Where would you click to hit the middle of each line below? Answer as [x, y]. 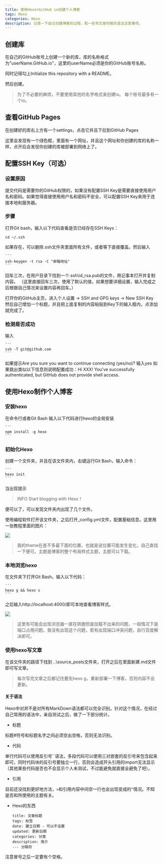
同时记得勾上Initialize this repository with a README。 [60, 73]
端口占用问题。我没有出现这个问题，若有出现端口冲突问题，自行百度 [85, 630]
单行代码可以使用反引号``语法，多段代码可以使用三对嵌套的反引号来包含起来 [81, 756]
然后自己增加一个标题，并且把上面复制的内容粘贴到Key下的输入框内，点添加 [82, 304]
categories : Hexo [23, 19]
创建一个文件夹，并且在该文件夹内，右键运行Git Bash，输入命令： [71, 461]
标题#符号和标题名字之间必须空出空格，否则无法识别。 [60, 735]
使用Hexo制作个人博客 [39, 391]
